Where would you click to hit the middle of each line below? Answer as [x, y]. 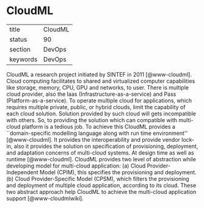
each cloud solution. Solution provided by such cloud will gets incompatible [101, 114]
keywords [24, 59]
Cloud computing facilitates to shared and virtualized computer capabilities [101, 81]
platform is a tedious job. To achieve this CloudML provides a [99, 126]
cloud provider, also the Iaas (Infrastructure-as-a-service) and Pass [91, 94]
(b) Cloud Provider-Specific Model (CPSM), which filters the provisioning [98, 179]
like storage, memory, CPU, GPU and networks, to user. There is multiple [98, 87]
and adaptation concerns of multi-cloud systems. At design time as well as [100, 152]
